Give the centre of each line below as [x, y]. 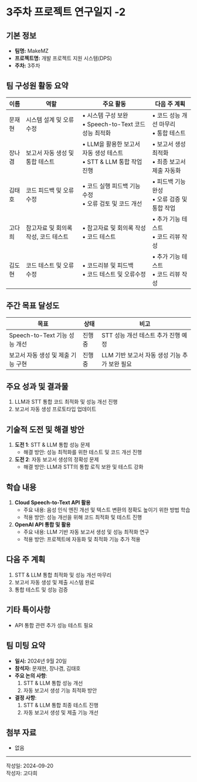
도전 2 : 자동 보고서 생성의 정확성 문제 [57, 460]
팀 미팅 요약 [26, 646]
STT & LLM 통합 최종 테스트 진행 [61, 705]
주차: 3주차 [27, 66]
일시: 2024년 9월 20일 [41, 661]
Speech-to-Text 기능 [38, 335]
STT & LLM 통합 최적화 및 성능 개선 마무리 [63, 575]
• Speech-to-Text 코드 [113, 124]
